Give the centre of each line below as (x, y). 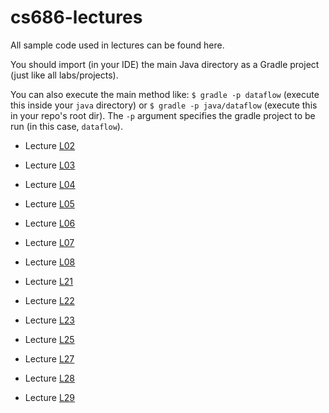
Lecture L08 (50, 262)
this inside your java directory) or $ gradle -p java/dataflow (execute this (164, 105)
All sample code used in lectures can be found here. (117, 45)
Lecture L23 (49, 320)
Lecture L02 (50, 145)
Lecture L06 (50, 223)
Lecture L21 (49, 281)
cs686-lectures (76, 17)
